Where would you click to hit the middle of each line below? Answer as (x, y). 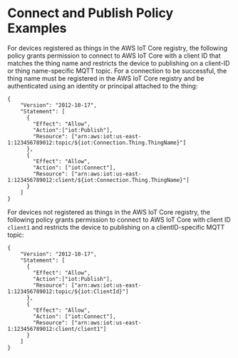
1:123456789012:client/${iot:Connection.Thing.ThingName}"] (99, 180)
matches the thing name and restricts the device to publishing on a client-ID (119, 63)
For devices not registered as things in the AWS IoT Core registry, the (109, 212)
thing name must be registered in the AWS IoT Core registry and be (106, 78)
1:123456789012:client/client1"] (57, 329)
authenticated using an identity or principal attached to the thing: (103, 86)
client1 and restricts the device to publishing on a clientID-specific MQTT (116, 227)
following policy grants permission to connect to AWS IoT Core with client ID (119, 220)
